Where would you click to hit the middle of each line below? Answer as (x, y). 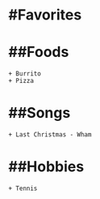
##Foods (39, 52)
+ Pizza (21, 81)
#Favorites (45, 15)
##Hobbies (46, 167)
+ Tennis (23, 188)
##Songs (40, 113)
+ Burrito (25, 74)
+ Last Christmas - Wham (50, 135)
